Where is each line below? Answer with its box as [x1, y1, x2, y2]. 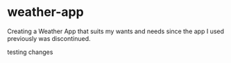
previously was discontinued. [7, 34, 92, 42]
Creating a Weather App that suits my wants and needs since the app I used [7, 27, 224, 35]
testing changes [7, 48, 53, 56]
